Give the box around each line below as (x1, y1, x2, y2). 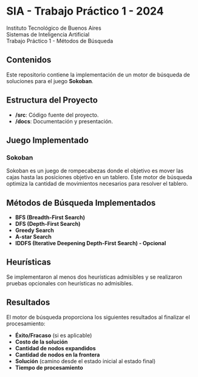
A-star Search (15, 233, 52, 240)
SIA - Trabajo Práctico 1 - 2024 (6, 4, 164, 18)
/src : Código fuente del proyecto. (15, 111, 99, 118)
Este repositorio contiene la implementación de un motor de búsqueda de (6, 71, 190, 78)
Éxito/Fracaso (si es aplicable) (15, 331, 92, 339)
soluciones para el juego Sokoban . (6, 77, 94, 84)
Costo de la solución (15, 338, 68, 345)
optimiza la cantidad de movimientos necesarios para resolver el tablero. (6, 180, 188, 188)
